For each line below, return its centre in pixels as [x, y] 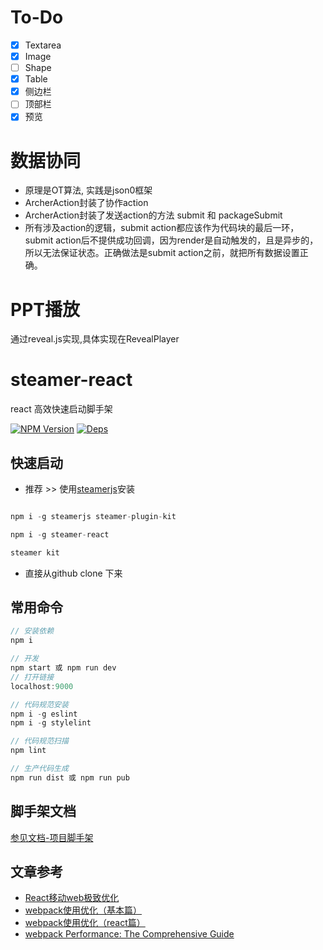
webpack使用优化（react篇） [85, 923]
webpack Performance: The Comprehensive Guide [129, 934]
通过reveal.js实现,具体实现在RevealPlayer [95, 339]
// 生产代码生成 [39, 769]
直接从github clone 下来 [73, 573]
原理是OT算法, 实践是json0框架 [88, 190]
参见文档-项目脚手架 [52, 837]
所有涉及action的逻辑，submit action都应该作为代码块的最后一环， [162, 228]
